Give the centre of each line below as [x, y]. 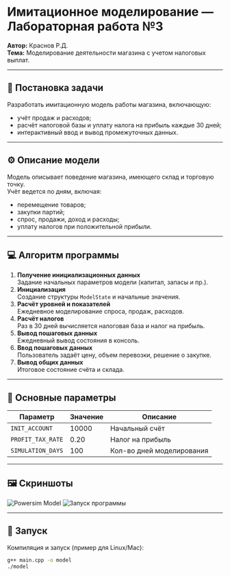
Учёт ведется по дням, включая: [54, 191]
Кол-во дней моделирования [159, 451]
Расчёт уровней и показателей [64, 304]
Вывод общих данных [50, 362]
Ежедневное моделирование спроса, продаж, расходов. [101, 312]
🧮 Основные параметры [62, 398]
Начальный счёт [138, 429]
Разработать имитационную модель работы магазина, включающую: [109, 104]
